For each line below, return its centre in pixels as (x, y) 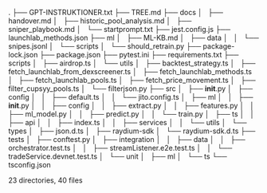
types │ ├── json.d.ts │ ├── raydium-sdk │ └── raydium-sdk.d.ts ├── (132, 131)
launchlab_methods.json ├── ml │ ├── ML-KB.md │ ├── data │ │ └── (133, 37)
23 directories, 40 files (45, 180)
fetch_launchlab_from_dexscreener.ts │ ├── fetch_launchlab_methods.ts (130, 71)
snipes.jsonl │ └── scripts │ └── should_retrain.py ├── (105, 46)
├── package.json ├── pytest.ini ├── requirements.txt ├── (139, 55)
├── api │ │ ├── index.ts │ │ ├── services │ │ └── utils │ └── (128, 122)
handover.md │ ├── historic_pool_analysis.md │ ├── (100, 21)
